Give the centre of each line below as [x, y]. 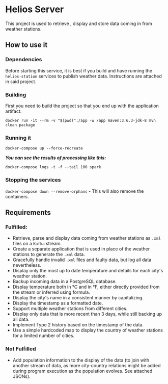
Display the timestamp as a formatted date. [58, 303]
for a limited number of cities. [44, 336]
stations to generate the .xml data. [49, 254]
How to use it [26, 45]
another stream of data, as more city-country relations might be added [87, 365]
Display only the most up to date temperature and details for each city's [88, 271]
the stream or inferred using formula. [51, 292]
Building [16, 94]
